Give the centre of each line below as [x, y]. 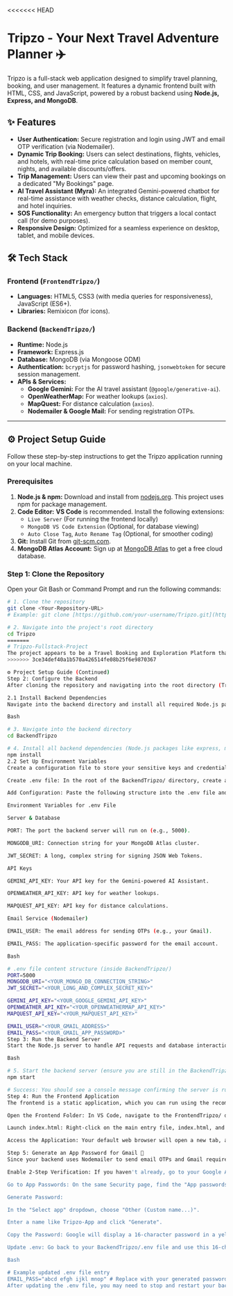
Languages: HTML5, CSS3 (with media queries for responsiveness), [115, 297]
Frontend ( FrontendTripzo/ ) [54, 281]
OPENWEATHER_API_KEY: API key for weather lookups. [83, 894]
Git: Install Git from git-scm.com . [64, 541]
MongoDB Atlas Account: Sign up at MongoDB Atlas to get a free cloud [120, 548]
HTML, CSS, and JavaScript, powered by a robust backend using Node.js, [113, 93]
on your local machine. [40, 464]
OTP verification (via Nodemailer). [66, 146]
